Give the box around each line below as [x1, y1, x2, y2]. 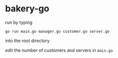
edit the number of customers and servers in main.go [5, 47, 113, 53]
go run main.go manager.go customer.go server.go [5, 29, 110, 34]
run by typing [5, 19, 33, 25]
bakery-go [5, 3, 50, 14]
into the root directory [5, 38, 50, 44]
